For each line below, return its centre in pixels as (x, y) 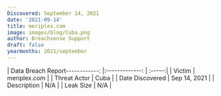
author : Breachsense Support (49, 39)
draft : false (26, 45)
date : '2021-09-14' (35, 20)
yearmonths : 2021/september (47, 52)
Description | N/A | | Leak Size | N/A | (60, 85)
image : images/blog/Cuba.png (49, 32)
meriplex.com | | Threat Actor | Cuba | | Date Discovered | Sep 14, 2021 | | (111, 78)
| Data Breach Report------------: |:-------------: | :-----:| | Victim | (101, 70)
